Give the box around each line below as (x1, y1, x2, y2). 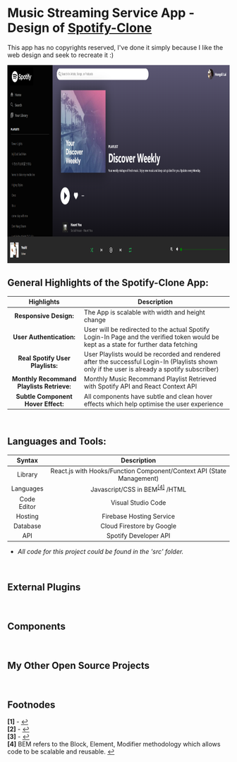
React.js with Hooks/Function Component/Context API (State (50, 467, 227, 475)
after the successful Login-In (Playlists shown (83, 357, 218, 366)
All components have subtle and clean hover (83, 392, 213, 400)
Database (13, 522, 42, 530)
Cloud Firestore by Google (100, 522, 177, 530)
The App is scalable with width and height (83, 308, 206, 317)
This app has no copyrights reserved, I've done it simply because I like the (7, 43, 224, 51)
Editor (18, 502, 37, 510)
